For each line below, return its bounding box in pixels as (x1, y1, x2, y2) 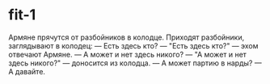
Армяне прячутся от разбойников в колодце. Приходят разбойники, (8, 32, 245, 42)
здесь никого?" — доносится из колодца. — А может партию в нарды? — (8, 58, 262, 68)
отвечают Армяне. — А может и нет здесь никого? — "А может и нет (8, 49, 247, 59)
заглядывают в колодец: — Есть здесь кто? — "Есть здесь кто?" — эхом (8, 40, 259, 50)
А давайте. (8, 66, 46, 76)
